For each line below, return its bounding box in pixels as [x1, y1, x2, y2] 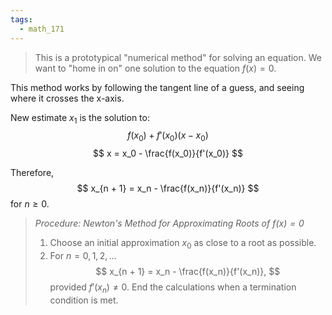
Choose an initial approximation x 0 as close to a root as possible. [49, 237, 317, 251]
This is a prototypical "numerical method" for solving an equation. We [34, 51, 322, 63]
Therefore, [10, 167, 55, 179]
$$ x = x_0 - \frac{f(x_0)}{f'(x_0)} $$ [93, 147, 243, 160]
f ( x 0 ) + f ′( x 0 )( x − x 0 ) [127, 129, 209, 144]
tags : [10, 14, 33, 25]
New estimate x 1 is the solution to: [10, 111, 150, 126]
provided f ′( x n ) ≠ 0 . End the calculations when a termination [49, 281, 297, 295]
